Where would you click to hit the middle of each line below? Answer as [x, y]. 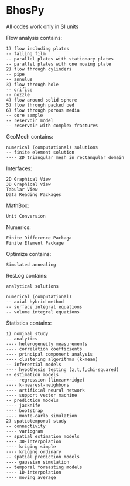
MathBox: [18, 205]
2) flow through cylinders [39, 69]
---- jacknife [23, 406]
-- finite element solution [40, 152]
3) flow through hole [32, 85]
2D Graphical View [28, 179]
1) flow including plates [37, 48]
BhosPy [25, 10]
